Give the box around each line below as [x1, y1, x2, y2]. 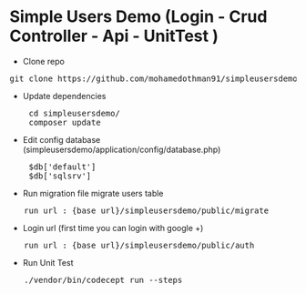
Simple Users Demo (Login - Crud [9, 6, 268, 27]
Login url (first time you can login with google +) [22, 222, 204, 233]
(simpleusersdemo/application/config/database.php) [22, 144, 221, 155]
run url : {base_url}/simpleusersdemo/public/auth [24, 239, 255, 250]
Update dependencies [22, 90, 107, 101]
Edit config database [22, 134, 101, 145]
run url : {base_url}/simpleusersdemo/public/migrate [24, 205, 270, 216]
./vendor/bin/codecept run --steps [24, 275, 183, 285]
